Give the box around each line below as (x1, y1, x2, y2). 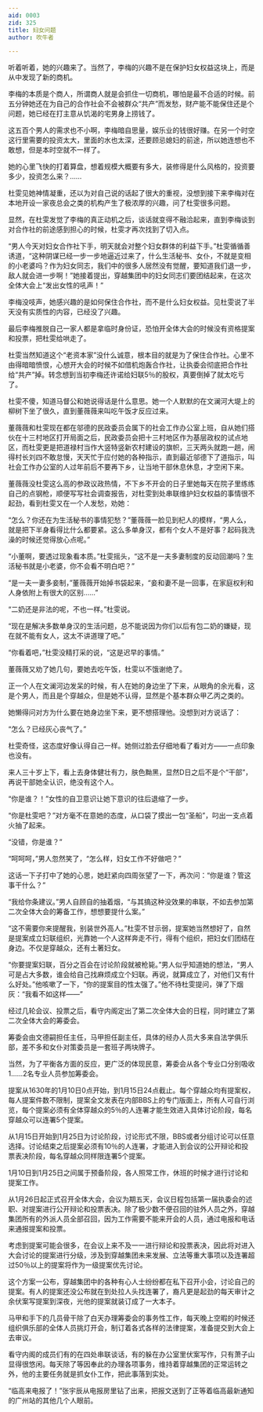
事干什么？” (8, 880, 46, 890)
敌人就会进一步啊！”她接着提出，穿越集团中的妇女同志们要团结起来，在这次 (8, 271, 252, 280)
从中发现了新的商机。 (8, 72, 77, 82)
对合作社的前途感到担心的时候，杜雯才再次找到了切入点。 (8, 225, 193, 234)
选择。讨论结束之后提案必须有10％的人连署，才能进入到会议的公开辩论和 (8, 1142, 242, 1151)
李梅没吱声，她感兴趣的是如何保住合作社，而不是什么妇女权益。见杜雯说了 (8, 298, 248, 307)
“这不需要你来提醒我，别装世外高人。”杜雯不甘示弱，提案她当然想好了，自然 (8, 924, 251, 933)
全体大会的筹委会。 (21, 1016, 84, 1026)
